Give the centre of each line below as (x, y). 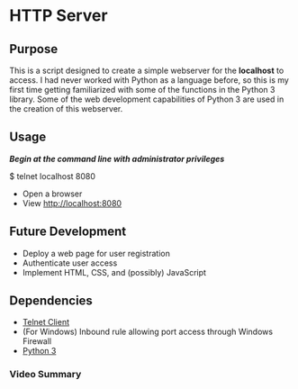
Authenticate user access (70, 263)
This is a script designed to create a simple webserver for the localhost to (147, 70)
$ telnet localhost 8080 (53, 176)
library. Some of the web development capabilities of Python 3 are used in (147, 99)
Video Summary (45, 375)
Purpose (34, 49)
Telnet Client (46, 322)
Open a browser (52, 194)
